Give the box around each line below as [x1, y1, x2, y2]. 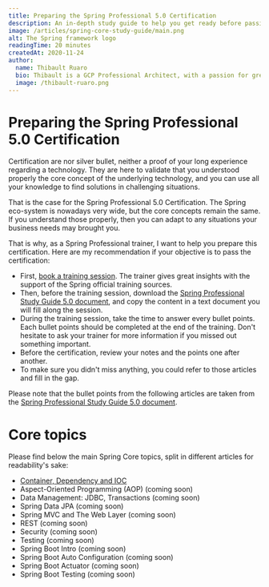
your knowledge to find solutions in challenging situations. [8, 182, 200, 192]
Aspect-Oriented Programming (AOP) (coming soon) [19, 484, 194, 494]
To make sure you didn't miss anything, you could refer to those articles [19, 365, 257, 375]
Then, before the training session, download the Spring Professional [19, 288, 245, 298]
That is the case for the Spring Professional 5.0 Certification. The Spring [8, 198, 247, 207]
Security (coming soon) [19, 527, 98, 537]
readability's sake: [8, 460, 69, 470]
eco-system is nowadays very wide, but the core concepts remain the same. [8, 206, 261, 216]
